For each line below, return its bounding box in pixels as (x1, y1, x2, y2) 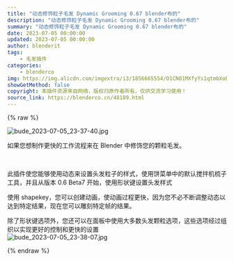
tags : (7, 49, 23, 56)
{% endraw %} (7, 246, 50, 255)
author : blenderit (7, 42, 61, 49)
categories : (7, 62, 42, 69)
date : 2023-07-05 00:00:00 (7, 29, 86, 37)
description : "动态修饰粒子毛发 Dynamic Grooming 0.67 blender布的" (7, 17, 200, 24)
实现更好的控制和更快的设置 (19, 226, 99, 233)
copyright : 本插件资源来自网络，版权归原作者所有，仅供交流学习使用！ (7, 88, 187, 95)
